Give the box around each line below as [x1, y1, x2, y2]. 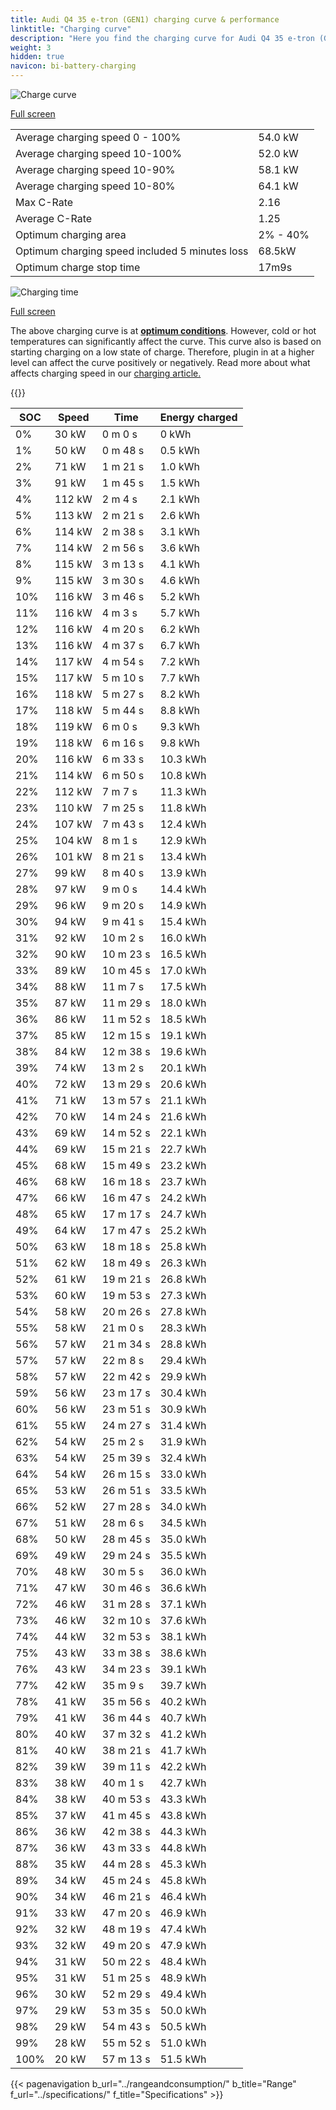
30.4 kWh [159, 1386, 207, 1400]
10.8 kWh [159, 769, 207, 782]
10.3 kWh [159, 752, 207, 766]
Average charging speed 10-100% [15, 147, 182, 160]
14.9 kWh [159, 899, 207, 912]
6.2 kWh [159, 622, 201, 636]
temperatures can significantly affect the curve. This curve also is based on [10, 336, 322, 347]
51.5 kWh [159, 2052, 207, 2066]
